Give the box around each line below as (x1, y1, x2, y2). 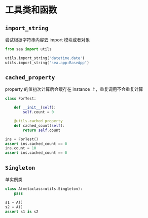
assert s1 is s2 (5, 209, 38, 214)
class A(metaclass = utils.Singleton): (5, 186, 83, 191)
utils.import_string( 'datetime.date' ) (5, 55, 85, 61)
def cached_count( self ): (14, 123, 65, 128)
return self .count (23, 128, 61, 133)
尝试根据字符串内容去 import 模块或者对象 (5, 37, 90, 42)
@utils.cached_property (14, 119, 63, 124)
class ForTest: (5, 96, 37, 101)
